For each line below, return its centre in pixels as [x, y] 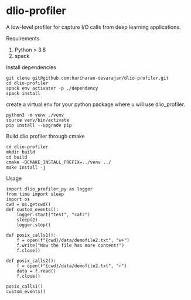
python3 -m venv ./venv [35, 115]
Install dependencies [31, 67]
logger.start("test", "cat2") [54, 214]
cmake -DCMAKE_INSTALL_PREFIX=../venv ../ [59, 162]
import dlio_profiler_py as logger [50, 189]
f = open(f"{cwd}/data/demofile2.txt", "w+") [73, 240]
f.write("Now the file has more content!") [71, 245]
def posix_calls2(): [31, 261]
